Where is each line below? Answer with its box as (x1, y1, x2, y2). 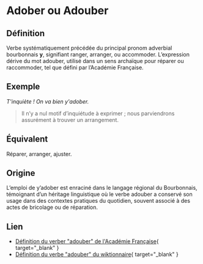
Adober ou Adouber (6, 4, 109, 18)
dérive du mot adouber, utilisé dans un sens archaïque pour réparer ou (6, 58, 185, 64)
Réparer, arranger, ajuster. (6, 150, 72, 157)
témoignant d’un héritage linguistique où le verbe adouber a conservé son (6, 190, 193, 198)
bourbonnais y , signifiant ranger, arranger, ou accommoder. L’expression (6, 51, 190, 58)
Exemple (6, 81, 40, 92)
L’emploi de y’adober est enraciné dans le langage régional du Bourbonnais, (6, 184, 197, 192)
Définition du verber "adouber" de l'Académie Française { (15, 238, 159, 245)
